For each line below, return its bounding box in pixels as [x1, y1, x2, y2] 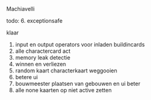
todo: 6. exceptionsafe [6, 17, 63, 24]
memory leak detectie [15, 54, 70, 61]
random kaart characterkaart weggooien [15, 67, 117, 74]
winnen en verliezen [15, 61, 66, 67]
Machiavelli [6, 6, 35, 12]
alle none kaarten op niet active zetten [15, 87, 112, 94]
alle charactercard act [15, 47, 71, 55]
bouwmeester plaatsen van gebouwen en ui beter [15, 80, 141, 87]
